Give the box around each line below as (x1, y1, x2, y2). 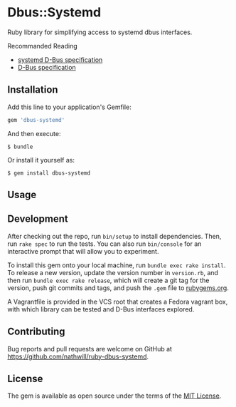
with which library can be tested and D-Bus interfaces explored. (7, 304, 195, 314)
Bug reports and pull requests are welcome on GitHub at (7, 344, 173, 353)
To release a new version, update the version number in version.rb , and (7, 268, 219, 277)
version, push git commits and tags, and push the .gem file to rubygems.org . (7, 283, 230, 292)
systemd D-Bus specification (17, 55, 103, 64)
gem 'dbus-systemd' (7, 116, 65, 123)
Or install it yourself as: (7, 155, 75, 164)
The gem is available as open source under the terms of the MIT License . (7, 391, 222, 400)
